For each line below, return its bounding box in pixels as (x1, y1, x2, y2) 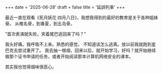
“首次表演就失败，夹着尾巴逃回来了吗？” (5, 31, 86, 37)
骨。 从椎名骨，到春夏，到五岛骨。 (5, 21, 75, 26)
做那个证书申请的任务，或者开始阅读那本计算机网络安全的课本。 (5, 54, 133, 59)
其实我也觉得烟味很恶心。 (5, 64, 57, 70)
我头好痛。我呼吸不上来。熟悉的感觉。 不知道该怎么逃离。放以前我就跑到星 (5, 41, 156, 47)
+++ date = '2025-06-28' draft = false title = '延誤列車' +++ (5, 4, 125, 10)
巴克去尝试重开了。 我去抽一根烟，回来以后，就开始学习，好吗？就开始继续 (5, 48, 156, 53)
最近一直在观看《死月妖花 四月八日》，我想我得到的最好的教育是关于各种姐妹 (5, 15, 158, 20)
